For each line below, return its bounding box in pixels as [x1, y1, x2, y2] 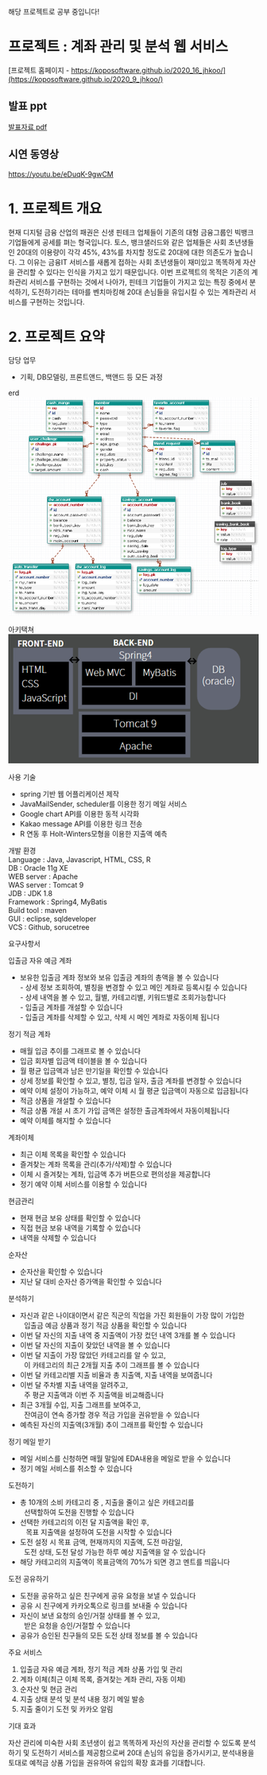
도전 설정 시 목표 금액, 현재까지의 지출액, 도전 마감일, [19, 1537, 183, 1547]
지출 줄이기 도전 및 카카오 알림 [19, 1704, 114, 1714]
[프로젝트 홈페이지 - [8, 65, 70, 75]
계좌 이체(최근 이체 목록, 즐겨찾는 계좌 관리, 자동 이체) [19, 1674, 186, 1684]
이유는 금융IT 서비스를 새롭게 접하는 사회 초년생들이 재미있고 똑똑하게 [26, 257, 242, 266]
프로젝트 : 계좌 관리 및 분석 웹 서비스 [8, 38, 229, 56]
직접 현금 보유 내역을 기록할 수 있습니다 [19, 1223, 141, 1233]
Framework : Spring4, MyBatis [8, 897, 107, 907]
